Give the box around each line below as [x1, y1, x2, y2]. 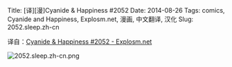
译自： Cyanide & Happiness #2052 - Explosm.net [7, 37, 153, 46]
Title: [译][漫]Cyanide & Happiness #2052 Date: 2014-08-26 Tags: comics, [7, 6, 226, 14]
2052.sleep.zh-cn [7, 23, 60, 31]
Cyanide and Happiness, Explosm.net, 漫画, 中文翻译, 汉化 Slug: [7, 15, 194, 23]
